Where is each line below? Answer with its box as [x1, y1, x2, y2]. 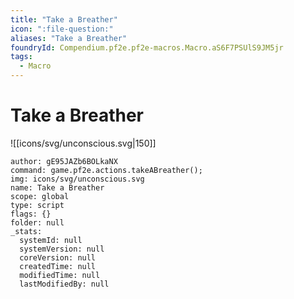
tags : [10, 52, 33, 62]
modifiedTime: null [19, 270, 101, 280]
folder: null [10, 217, 65, 228]
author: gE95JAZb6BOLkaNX [10, 156, 118, 166]
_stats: [10, 226, 43, 236]
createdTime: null [19, 261, 97, 271]
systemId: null [19, 235, 83, 245]
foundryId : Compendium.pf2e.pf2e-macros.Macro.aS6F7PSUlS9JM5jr [10, 42, 284, 53]
